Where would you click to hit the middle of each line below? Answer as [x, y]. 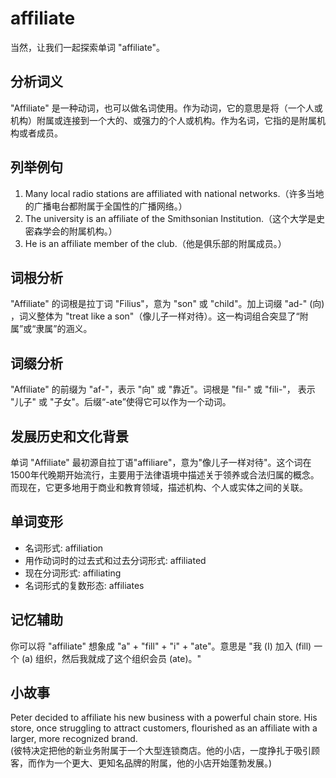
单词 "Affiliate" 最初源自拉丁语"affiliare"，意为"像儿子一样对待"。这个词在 [161, 462]
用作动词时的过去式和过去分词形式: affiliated [115, 560]
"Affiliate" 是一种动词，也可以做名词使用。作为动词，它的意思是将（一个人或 [166, 108]
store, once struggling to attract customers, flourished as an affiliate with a [164, 728]
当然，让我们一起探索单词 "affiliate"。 [88, 47]
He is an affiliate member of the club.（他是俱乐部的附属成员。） [155, 243]
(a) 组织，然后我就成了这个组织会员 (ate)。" [111, 658]
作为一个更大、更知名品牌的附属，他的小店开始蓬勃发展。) [154, 763]
